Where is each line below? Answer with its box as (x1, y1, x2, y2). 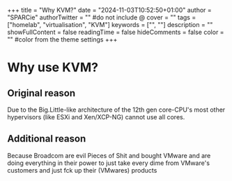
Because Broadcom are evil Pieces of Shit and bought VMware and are (7, 151, 211, 160)
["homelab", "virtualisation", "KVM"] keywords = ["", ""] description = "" (7, 21, 213, 28)
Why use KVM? (7, 60, 99, 76)
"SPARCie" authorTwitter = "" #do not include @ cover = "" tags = (7, 13, 196, 21)
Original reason (7, 87, 76, 99)
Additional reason (7, 133, 86, 145)
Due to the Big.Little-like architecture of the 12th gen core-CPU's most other (7, 105, 226, 114)
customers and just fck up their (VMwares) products (7, 166, 157, 174)
